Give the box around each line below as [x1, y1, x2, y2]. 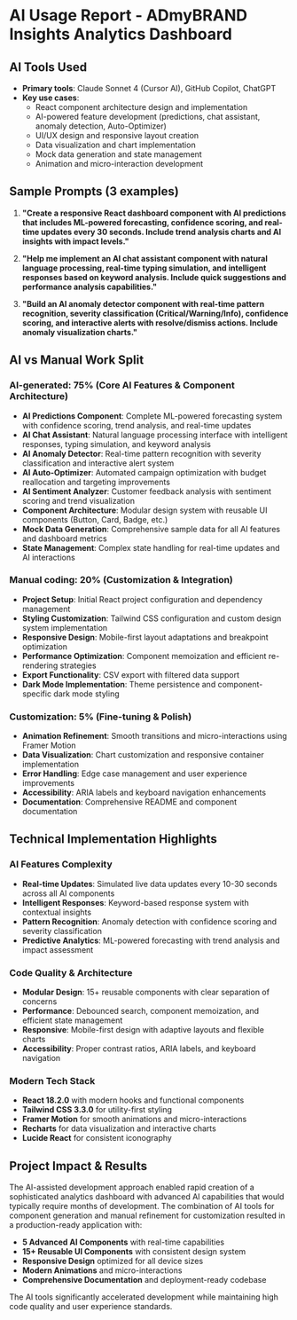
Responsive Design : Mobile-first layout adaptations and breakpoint [21, 632, 269, 642]
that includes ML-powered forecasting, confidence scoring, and [21, 216, 263, 227]
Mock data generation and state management [35, 149, 202, 160]
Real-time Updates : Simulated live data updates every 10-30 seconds [21, 878, 277, 889]
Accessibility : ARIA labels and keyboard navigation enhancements [21, 787, 267, 798]
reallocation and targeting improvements [21, 476, 171, 487]
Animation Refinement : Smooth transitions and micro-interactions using [21, 731, 288, 742]
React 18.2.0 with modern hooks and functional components [21, 1095, 245, 1105]
